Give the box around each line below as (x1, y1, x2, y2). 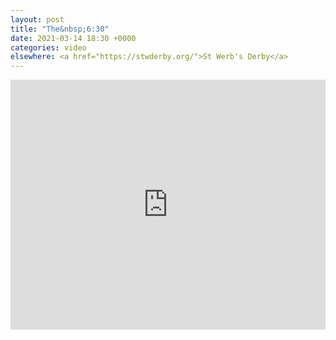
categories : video (10, 42, 87, 53)
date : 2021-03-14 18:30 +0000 (10, 33, 137, 43)
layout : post (10, 14, 65, 25)
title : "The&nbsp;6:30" (10, 24, 110, 34)
